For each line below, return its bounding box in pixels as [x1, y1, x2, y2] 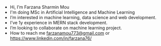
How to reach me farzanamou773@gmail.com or [9, 30, 110, 36]
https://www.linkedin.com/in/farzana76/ [9, 35, 92, 41]
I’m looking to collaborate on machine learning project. [9, 25, 122, 31]
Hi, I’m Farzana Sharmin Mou [9, 4, 70, 10]
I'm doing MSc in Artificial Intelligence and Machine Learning [9, 9, 135, 15]
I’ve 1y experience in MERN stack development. [9, 20, 108, 25]
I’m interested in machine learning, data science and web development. [9, 15, 157, 20]
